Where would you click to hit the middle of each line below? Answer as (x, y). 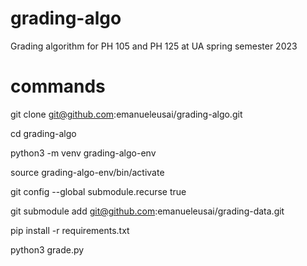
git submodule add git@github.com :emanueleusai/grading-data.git (147, 211)
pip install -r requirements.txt (70, 230)
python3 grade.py (47, 249)
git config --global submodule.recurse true (98, 191)
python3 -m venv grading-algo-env (83, 153)
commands (58, 86)
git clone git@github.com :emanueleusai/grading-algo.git (126, 114)
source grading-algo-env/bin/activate (87, 172)
